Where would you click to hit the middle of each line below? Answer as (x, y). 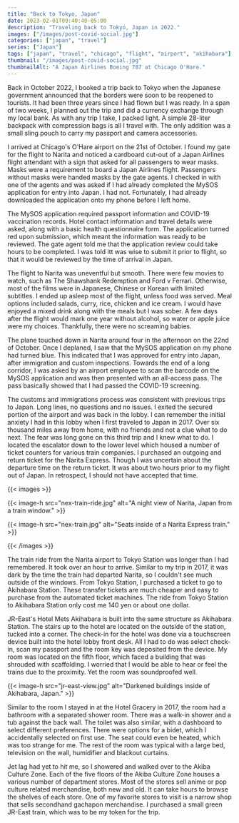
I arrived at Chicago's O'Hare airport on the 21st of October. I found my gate (119, 146)
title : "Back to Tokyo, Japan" (54, 14)
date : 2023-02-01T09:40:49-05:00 (57, 21)
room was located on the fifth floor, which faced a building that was (106, 657)
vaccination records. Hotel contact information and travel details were (110, 221)
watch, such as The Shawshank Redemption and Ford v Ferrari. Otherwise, (117, 281)
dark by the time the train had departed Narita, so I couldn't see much (110, 575)
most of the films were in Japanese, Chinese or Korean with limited (106, 288)
